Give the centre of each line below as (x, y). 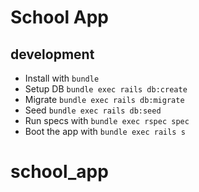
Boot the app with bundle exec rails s (105, 131)
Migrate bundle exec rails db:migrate (104, 99)
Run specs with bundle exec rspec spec (107, 120)
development (52, 54)
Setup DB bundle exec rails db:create (106, 89)
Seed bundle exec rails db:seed (93, 110)
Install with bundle (62, 78)
